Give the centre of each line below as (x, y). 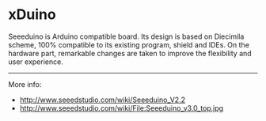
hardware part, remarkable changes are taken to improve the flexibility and (130, 53)
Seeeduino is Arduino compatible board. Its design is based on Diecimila (126, 36)
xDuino (32, 15)
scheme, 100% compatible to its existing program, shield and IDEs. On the (129, 44)
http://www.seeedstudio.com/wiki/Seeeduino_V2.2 (103, 100)
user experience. (36, 62)
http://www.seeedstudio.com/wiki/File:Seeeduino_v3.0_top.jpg (122, 108)
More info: (25, 84)
